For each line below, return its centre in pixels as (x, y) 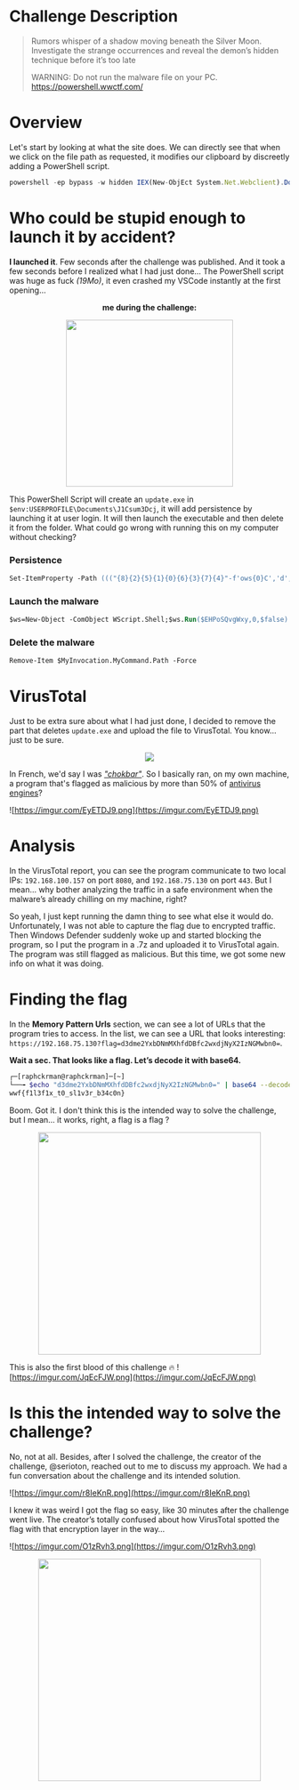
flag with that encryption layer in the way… (87, 1528)
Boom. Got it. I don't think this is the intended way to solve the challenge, (143, 1110)
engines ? (26, 793)
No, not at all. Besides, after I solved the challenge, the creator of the (135, 1456)
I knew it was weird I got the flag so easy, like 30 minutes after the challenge (149, 1510)
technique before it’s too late (83, 60)
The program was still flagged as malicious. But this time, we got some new (148, 955)
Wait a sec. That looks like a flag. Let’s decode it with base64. (125, 1060)
